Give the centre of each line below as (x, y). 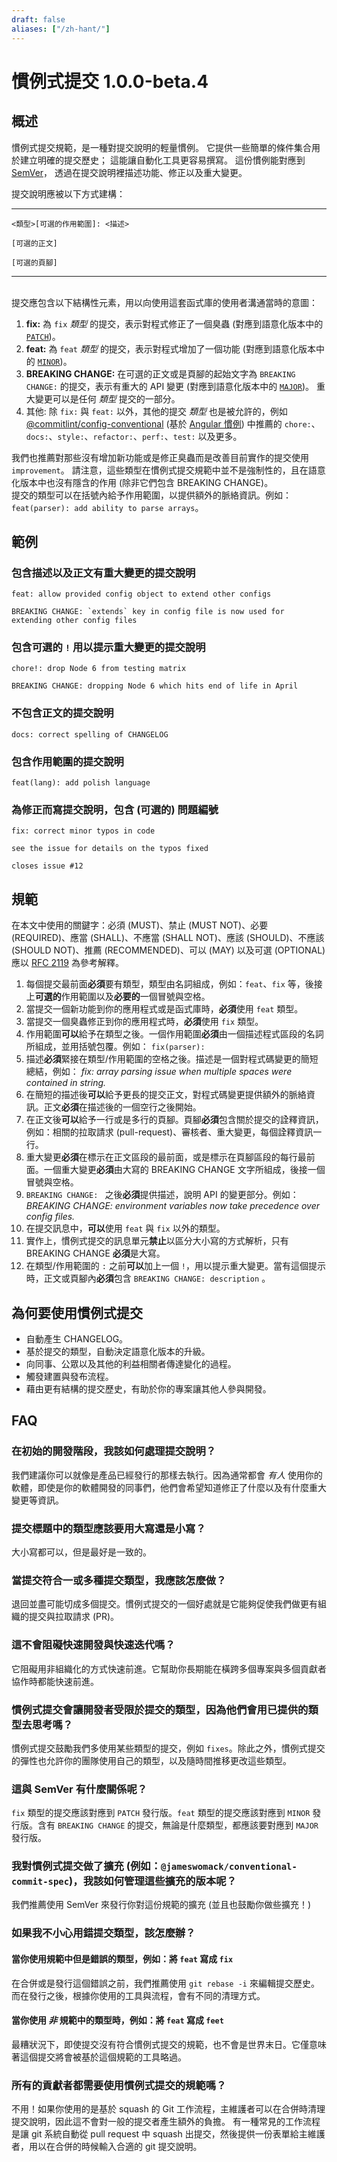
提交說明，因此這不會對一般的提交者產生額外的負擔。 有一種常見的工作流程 (166, 2122)
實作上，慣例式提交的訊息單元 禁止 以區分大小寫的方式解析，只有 (157, 1241)
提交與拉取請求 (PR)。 (74, 1617)
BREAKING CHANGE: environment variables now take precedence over (172, 1206)
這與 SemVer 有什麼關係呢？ (79, 1789)
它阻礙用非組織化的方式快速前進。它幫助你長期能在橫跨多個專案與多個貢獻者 (169, 1668)
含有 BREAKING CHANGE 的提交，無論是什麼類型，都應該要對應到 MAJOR (178, 1825)
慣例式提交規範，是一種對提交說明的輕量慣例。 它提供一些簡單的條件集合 (161, 147)
